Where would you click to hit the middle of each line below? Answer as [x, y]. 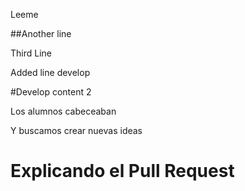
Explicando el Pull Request [122, 171]
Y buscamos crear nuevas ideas [76, 130]
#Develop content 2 [51, 92]
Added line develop [50, 72]
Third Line [31, 53]
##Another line [41, 33]
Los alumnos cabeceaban [63, 111]
